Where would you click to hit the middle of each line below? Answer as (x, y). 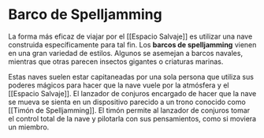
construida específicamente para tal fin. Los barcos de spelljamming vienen (132, 44)
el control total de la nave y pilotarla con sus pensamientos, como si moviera (132, 118)
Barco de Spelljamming (86, 15)
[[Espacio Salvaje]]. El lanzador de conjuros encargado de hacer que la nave (132, 93)
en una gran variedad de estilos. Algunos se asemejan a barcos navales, (125, 53)
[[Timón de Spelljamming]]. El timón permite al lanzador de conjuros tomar (129, 110)
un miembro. (29, 127)
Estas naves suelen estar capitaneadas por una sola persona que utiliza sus (131, 76)
